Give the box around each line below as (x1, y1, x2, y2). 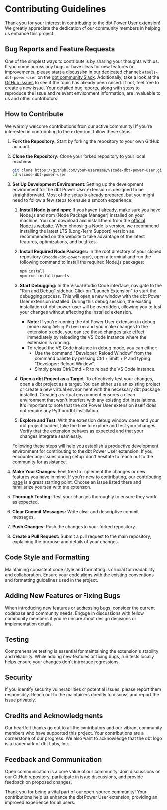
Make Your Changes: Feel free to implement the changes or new (12, 469, 146, 475)
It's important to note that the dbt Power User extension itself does (19, 402, 157, 408)
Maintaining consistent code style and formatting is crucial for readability (5, 566, 155, 572)
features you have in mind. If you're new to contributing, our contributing (12, 474, 162, 480)
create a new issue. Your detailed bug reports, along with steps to (5, 85, 140, 91)
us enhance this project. (5, 30, 55, 36)
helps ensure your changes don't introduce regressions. (5, 659, 120, 665)
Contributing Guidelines (5, 3, 106, 15)
